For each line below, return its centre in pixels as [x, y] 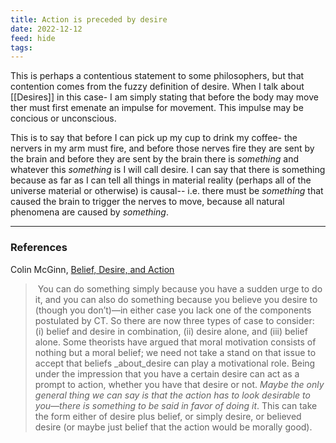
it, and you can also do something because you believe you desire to [176, 299]
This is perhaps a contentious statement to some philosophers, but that [157, 76]
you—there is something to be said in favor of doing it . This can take [176, 405]
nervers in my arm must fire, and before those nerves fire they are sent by [162, 148]
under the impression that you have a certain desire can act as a [167, 373]
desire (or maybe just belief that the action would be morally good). [173, 427]
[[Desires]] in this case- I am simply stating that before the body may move [164, 97]
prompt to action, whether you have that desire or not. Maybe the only [179, 384]
